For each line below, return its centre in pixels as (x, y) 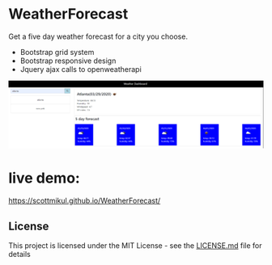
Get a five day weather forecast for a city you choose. (98, 36)
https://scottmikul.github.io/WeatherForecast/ (85, 201)
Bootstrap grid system (57, 52)
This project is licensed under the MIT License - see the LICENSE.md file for (135, 246)
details (19, 254)
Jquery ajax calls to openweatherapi (81, 69)
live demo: (45, 178)
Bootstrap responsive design (68, 61)
